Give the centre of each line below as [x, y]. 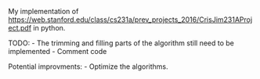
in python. [49, 28]
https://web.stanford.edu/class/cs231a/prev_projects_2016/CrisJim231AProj [130, 20]
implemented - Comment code [58, 51]
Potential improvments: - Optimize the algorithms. [88, 66]
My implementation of [43, 11]
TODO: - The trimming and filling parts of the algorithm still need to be [121, 43]
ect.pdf [20, 28]
